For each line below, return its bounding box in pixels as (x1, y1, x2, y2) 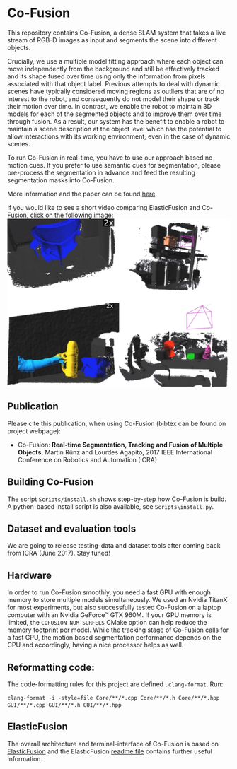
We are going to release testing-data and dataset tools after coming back (7, 541, 221, 550)
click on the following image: (30, 211, 114, 219)
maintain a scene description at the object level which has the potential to (7, 124, 222, 133)
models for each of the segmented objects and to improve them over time (7, 110, 222, 118)
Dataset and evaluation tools (7, 522, 137, 534)
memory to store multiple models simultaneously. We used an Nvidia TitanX (7, 596, 228, 604)
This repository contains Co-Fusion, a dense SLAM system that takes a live (7, 28, 226, 37)
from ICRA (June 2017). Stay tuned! (7, 549, 111, 558)
